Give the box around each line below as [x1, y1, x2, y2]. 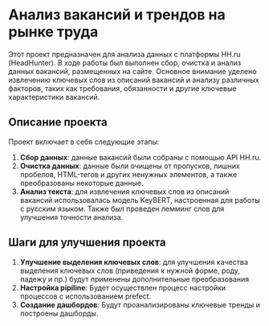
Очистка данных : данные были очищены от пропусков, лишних [19, 161, 241, 171]
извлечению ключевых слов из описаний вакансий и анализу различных [8, 75, 259, 85]
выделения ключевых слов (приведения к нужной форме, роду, [19, 266, 241, 275]
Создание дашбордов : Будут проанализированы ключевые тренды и [19, 299, 261, 309]
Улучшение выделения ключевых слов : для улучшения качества [19, 257, 249, 266]
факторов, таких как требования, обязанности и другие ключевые [8, 83, 237, 93]
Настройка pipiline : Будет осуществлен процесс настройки [19, 283, 226, 292]
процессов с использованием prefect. [19, 291, 152, 301]
